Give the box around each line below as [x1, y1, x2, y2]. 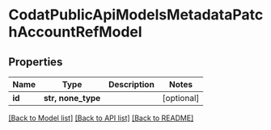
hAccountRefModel [8, 23, 143, 41]
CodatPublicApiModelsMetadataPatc [8, 6, 264, 24]
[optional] [162, 93, 200, 103]
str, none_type [43, 93, 101, 103]
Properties [8, 55, 63, 69]
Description [108, 79, 155, 90]
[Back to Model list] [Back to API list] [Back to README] [8, 113, 194, 123]
